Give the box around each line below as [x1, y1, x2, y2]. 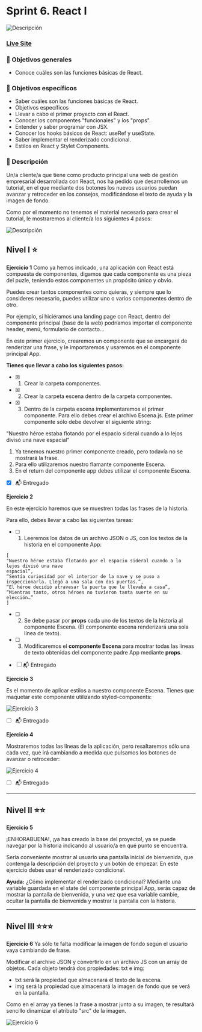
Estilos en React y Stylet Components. [14, 143, 110, 150]
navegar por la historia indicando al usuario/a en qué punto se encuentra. [6, 842, 188, 850]
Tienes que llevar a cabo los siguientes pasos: [6, 361, 124, 368]
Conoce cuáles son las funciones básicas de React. [14, 69, 143, 76]
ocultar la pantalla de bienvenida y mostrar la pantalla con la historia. [6, 897, 177, 904]
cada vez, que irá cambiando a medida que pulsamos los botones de [6, 748, 177, 756]
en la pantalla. [14, 989, 50, 996]
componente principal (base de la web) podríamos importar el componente [6, 319, 192, 326]
